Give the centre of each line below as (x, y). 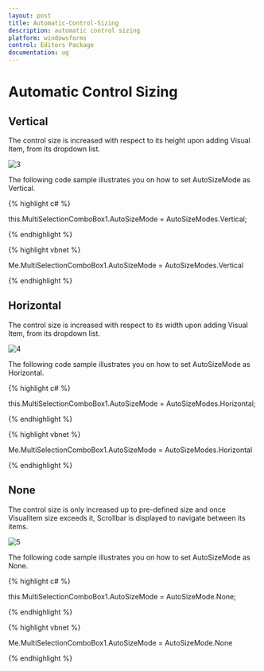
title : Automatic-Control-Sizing (64, 23)
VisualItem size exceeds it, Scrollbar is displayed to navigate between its (127, 517)
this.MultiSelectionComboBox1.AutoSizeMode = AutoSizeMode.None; (122, 596)
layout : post (30, 16)
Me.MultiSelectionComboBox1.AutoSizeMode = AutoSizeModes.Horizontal (130, 450)
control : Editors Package (51, 45)
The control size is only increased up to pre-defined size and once (117, 509)
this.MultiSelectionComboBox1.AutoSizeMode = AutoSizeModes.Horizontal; (132, 404)
